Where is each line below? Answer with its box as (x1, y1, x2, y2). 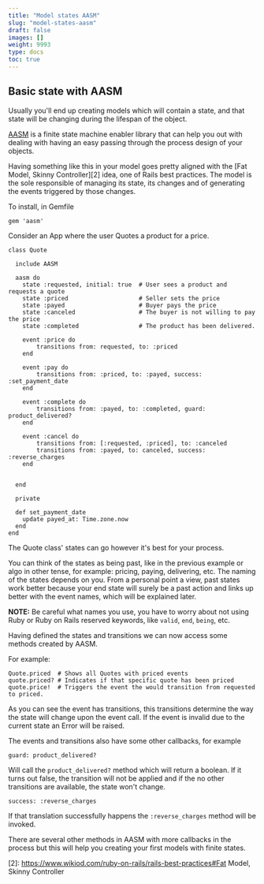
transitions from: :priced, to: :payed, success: (36, 370, 203, 379)
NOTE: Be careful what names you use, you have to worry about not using (8, 606, 250, 616)
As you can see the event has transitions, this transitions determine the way (8, 703, 254, 714)
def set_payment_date (15, 508, 87, 517)
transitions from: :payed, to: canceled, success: (36, 446, 206, 454)
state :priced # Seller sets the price (22, 294, 221, 302)
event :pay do (22, 364, 69, 371)
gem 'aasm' (8, 217, 44, 225)
